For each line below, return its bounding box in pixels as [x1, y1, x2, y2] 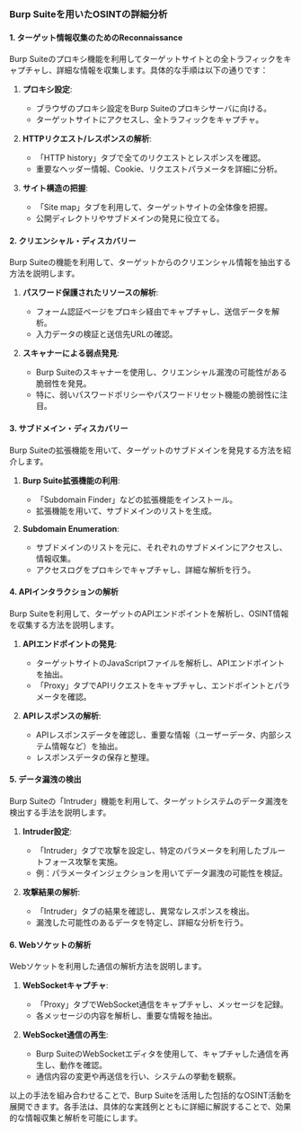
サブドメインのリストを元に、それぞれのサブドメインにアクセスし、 [35, 542, 288, 552]
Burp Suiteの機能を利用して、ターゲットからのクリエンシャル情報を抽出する [9, 257, 292, 268]
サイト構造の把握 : [22, 182, 88, 194]
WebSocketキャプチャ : [22, 980, 109, 991]
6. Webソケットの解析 [9, 939, 92, 950]
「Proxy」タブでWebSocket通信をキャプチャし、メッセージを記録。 [35, 999, 289, 1010]
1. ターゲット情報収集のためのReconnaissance [9, 31, 183, 42]
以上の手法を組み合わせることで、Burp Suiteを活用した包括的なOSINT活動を [9, 1090, 292, 1101]
